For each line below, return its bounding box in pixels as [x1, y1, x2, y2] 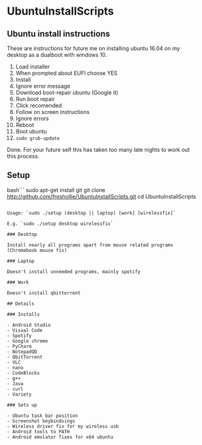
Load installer [15, 63, 50, 70]
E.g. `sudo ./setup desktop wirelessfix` [7, 221, 114, 227]
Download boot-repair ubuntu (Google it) [15, 89, 119, 96]
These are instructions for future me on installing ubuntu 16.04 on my [7, 44, 180, 52]
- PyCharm [7, 343, 32, 349]
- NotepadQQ [7, 349, 37, 355]
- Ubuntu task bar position [7, 413, 78, 419]
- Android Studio [7, 322, 51, 328]
